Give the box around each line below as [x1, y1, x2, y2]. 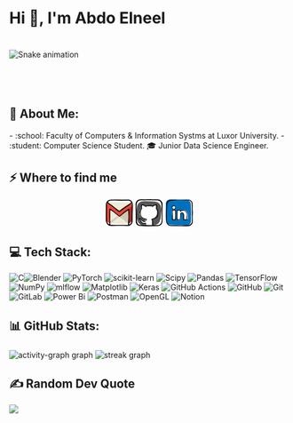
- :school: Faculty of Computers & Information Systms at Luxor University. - [9, 130, 285, 140]
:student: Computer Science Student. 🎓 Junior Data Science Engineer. [9, 140, 269, 150]
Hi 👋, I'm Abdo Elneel [9, 8, 166, 28]
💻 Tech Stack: [9, 244, 91, 259]
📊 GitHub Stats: [9, 318, 100, 333]
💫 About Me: [9, 107, 80, 122]
